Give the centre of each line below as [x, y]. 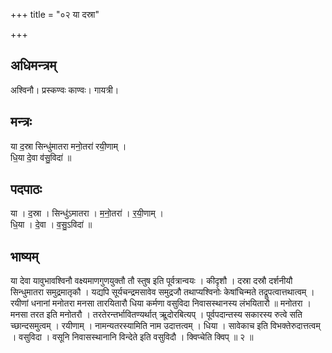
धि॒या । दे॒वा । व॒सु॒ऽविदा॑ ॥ [51, 225]
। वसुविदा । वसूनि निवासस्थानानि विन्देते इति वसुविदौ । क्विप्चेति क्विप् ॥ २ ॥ [132, 337]
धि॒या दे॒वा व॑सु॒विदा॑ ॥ [41, 157]
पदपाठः [26, 189]
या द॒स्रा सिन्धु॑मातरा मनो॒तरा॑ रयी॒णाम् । [68, 146]
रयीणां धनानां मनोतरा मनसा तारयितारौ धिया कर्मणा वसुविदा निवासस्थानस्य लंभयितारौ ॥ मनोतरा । [161, 303]
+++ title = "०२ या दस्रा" [55, 14]
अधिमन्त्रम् [33, 65]
